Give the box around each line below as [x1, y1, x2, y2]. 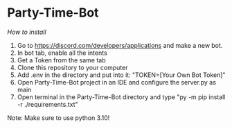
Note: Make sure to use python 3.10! [7, 113, 110, 122]
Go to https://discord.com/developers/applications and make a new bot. [17, 41, 223, 49]
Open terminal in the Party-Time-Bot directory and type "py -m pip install [17, 92, 226, 101]
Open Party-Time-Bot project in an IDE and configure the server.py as [17, 78, 217, 86]
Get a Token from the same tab [17, 55, 106, 64]
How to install [7, 28, 46, 36]
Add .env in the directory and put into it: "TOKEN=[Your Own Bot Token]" [17, 71, 226, 79]
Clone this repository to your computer [17, 63, 128, 71]
